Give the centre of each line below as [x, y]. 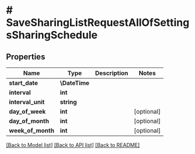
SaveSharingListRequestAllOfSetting [98, 23]
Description [112, 73]
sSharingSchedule [52, 35]
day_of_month [29, 121]
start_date [24, 83]
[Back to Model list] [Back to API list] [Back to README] [73, 145]
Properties [26, 57]
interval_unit [27, 102]
